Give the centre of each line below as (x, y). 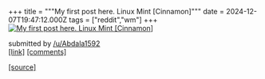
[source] (22, 67)
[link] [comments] (38, 52)
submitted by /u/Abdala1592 (54, 43)
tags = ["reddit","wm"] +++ (113, 20)
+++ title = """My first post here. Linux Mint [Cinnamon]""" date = (117, 11)
